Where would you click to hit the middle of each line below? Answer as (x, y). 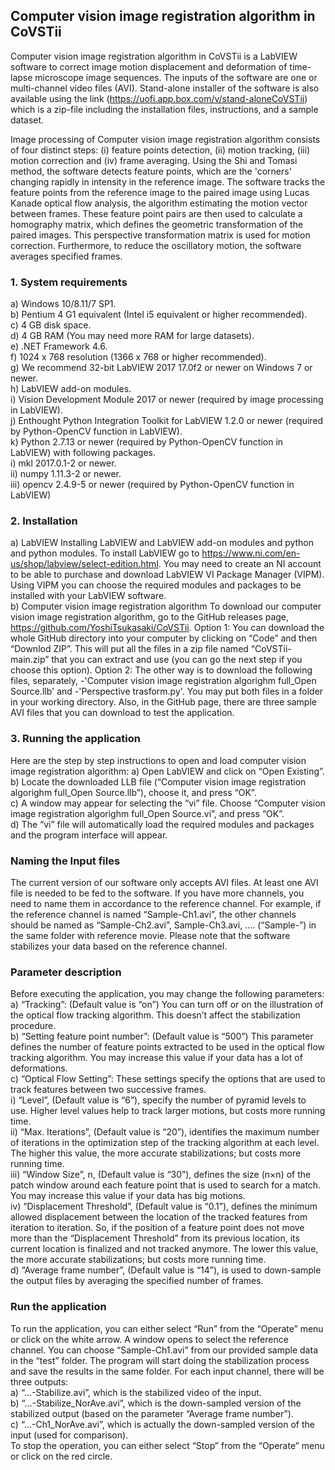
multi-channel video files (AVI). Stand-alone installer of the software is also (165, 88)
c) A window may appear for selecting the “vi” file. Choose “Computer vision (168, 803)
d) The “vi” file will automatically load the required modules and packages (162, 824)
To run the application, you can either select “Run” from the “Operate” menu (167, 1328)
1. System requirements (69, 282)
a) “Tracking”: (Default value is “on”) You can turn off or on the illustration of (167, 1005)
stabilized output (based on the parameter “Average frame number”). (152, 1413)
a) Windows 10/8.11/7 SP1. (63, 304)
